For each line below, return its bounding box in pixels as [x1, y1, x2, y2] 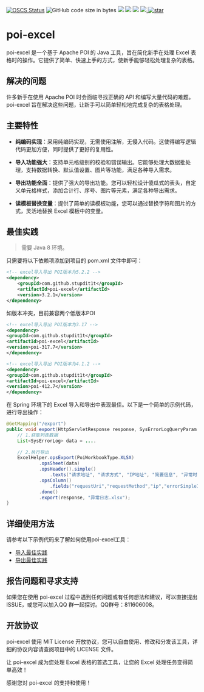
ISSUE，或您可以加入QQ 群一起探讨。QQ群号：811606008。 [6, 601, 158, 608]
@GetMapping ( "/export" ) [6, 421, 67, 427]
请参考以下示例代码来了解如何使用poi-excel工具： [6, 536, 131, 543]
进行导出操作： [6, 408, 44, 416]
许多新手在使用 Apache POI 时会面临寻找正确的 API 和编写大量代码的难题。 [6, 93, 194, 101]
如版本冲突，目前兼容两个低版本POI [6, 309, 95, 316]
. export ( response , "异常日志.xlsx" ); [38, 494, 131, 501]
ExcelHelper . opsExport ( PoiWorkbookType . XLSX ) [17, 455, 135, 461]
